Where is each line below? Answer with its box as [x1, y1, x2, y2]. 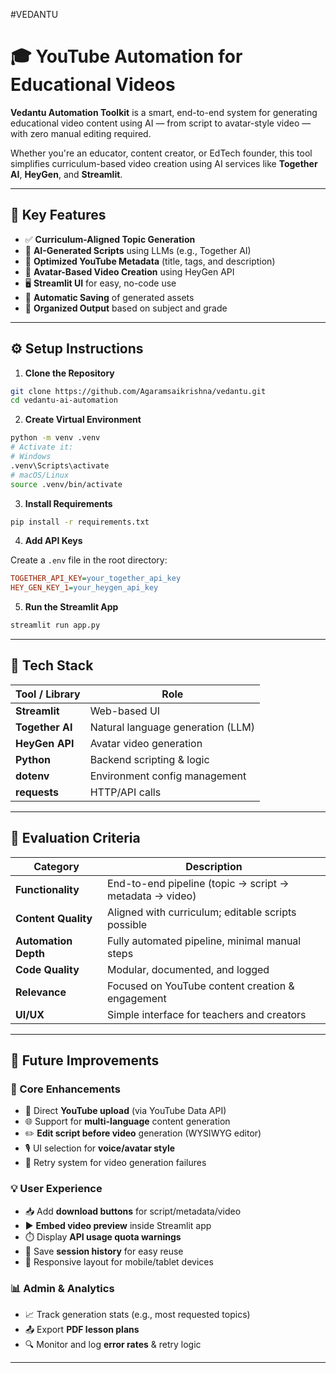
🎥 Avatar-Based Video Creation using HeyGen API [24, 265, 235, 278]
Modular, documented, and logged [107, 962, 270, 976]
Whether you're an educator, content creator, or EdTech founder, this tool [10, 147, 313, 159]
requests [15, 785, 59, 799]
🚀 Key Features [10, 207, 107, 224]
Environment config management [89, 769, 247, 783]
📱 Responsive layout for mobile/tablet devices [24, 1255, 214, 1268]
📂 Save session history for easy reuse [24, 1245, 184, 1257]
